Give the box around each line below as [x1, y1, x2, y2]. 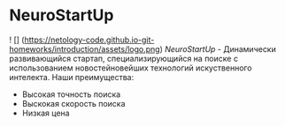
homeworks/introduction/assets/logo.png [9, 43, 161, 54]
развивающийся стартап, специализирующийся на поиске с [9, 53, 239, 63]
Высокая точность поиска [21, 89, 121, 100]
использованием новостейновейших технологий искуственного [9, 63, 252, 73]
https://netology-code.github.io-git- [24, 34, 155, 45]
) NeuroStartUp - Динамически [159, 43, 276, 54]
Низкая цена [21, 107, 70, 118]
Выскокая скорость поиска [21, 98, 126, 108]
